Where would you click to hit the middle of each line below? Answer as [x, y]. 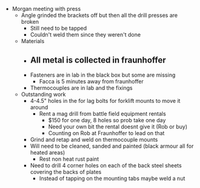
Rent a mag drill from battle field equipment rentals [103, 113]
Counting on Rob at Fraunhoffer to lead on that [106, 133]
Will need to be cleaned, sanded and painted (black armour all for [112, 146]
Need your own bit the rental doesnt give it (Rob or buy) [118, 127]
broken [30, 22]
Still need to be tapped [58, 28]
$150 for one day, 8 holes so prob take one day [107, 120]
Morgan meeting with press [46, 9]
